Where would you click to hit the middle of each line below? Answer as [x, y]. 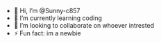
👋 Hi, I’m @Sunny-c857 [47, 11]
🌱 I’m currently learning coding [58, 18]
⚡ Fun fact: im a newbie [47, 33]
